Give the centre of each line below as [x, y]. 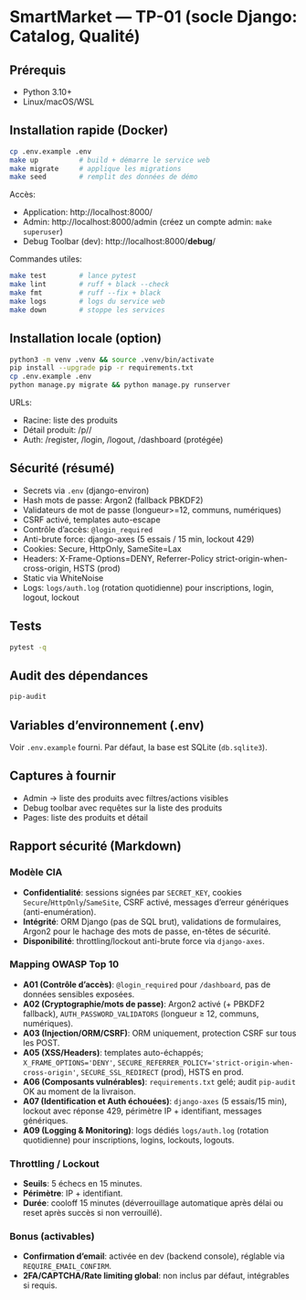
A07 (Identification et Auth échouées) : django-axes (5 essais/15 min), [155, 1101]
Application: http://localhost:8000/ [88, 212]
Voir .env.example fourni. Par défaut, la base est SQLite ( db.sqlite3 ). [138, 747]
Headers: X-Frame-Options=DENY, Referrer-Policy [118, 558]
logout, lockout [51, 597]
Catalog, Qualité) [75, 36]
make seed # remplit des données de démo [104, 177]
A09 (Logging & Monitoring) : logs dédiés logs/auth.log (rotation [146, 1130]
